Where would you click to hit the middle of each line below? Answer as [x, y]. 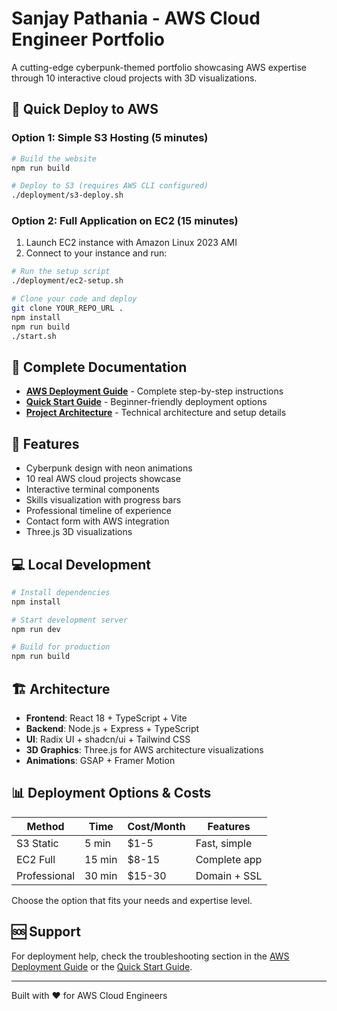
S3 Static [37, 843]
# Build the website [54, 158]
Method [45, 826]
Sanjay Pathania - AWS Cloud [136, 18]
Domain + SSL [229, 875]
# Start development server [70, 620]
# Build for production [61, 647]
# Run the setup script [61, 272]
